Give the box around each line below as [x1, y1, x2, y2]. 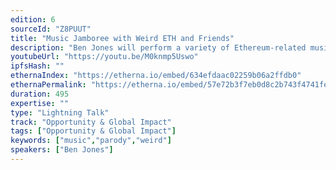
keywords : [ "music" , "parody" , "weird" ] [10, 136, 172, 146]
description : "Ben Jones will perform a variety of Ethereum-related [10, 42, 307, 53]
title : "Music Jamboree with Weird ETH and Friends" [10, 33, 235, 43]
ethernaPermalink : [10, 80, 87, 90]
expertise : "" [10, 98, 70, 108]
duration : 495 [10, 89, 70, 99]
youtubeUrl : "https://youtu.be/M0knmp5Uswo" [10, 52, 199, 62]
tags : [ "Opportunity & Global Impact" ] [10, 126, 177, 136]
